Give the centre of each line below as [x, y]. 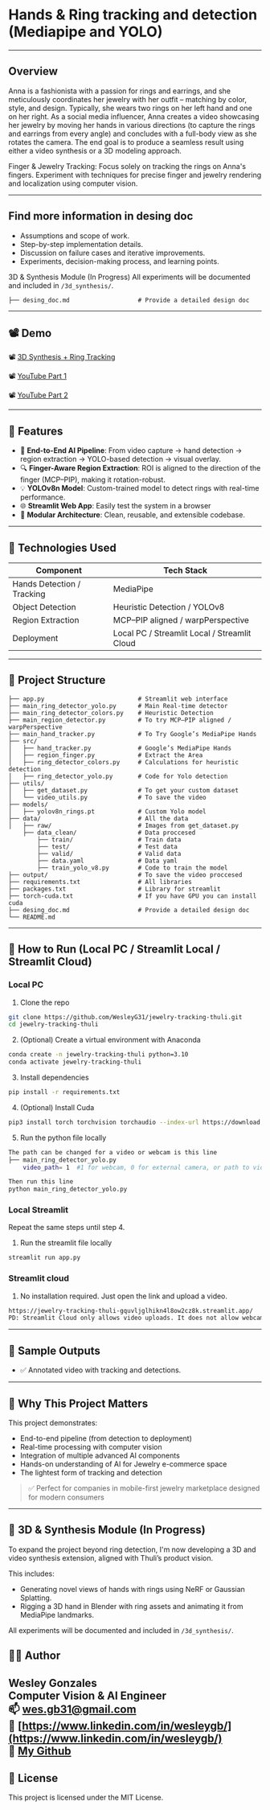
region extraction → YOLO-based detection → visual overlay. [120, 459]
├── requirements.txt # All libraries [100, 882]
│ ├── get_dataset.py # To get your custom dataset [124, 790]
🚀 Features [36, 431]
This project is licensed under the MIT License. [86, 1798]
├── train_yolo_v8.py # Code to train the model [133, 868]
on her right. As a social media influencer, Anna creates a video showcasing [134, 116]
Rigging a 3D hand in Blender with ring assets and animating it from [131, 1606]
